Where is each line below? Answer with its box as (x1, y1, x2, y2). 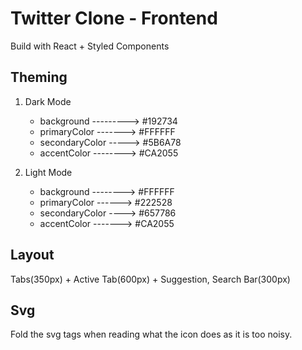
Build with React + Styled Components (10, 40, 170, 52)
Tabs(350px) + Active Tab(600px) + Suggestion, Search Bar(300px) (10, 273, 291, 285)
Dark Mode (24, 95, 72, 107)
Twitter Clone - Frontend (10, 7, 218, 30)
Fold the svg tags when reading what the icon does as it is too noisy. (10, 328, 293, 341)
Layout (10, 247, 55, 264)
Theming (10, 69, 68, 86)
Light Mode (24, 166, 73, 178)
